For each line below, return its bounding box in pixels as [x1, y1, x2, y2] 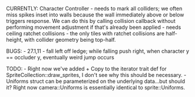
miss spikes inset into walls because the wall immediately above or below [6, 11, 184, 18]
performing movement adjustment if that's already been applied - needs [6, 24, 181, 31]
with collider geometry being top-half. [24, 36, 116, 43]
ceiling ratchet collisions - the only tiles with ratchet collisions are [6, 30, 165, 37]
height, [6, 36, 24, 43]
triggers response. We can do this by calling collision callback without [6, 18, 176, 24]
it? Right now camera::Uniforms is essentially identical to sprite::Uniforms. [6, 84, 186, 91]
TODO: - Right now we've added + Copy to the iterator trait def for [6, 65, 167, 72]
